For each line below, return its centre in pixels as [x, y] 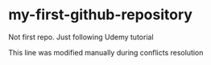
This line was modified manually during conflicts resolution [106, 52]
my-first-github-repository [101, 15]
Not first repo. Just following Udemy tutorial [81, 37]
